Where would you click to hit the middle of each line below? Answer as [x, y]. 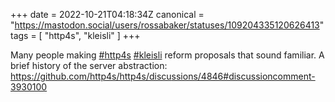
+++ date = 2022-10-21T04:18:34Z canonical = [107, 14]
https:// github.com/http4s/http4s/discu [91, 76]
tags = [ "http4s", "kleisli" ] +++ [75, 35]
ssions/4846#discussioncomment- [243, 76]
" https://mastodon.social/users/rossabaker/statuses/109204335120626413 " [167, 25]
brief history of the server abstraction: [89, 65]
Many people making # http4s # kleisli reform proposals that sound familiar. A [167, 55]
